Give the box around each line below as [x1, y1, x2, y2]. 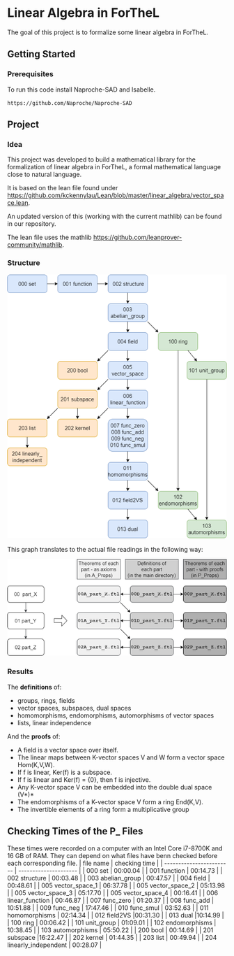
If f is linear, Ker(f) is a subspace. [17, 768, 113, 776]
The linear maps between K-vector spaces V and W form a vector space [17, 753, 225, 762]
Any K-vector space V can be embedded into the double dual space [17, 783, 212, 791]
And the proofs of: [7, 732, 61, 741]
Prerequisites [7, 69, 54, 79]
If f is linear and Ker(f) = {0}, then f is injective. [17, 775, 151, 784]
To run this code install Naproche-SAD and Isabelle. [7, 85, 156, 94]
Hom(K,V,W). [17, 760, 55, 769]
